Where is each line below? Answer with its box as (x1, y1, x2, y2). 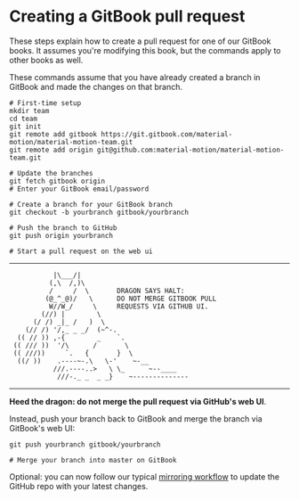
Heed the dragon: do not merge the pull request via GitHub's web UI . (9, 396, 267, 406)
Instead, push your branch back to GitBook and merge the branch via (9, 413, 263, 424)
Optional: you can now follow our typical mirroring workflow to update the (9, 471, 280, 482)
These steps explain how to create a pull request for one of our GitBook (9, 36, 271, 46)
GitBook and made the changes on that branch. (9, 81, 182, 92)
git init (9, 122, 42, 131)
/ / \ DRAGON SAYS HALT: (48, 286, 185, 295)
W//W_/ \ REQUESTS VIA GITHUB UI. (48, 301, 209, 311)
